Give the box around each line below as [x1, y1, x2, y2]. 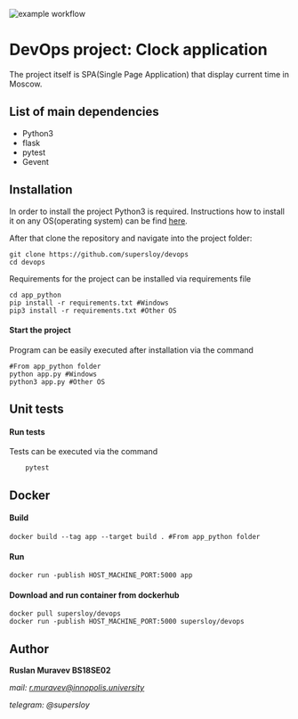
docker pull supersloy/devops [9, 609, 122, 618]
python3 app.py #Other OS [9, 377, 105, 387]
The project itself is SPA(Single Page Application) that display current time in [9, 69, 289, 79]
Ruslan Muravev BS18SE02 [9, 665, 111, 676]
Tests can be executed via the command [9, 446, 158, 457]
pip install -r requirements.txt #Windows [9, 298, 169, 307]
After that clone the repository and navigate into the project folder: [9, 233, 253, 243]
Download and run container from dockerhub [9, 589, 180, 601]
